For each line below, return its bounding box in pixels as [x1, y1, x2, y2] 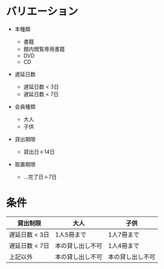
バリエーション [6, 5, 78, 18]
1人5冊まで [55, 231, 87, 239]
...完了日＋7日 [23, 173, 57, 180]
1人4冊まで [108, 241, 140, 249]
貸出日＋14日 [23, 148, 55, 155]
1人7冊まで [108, 231, 140, 239]
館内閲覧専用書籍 [23, 45, 65, 53]
